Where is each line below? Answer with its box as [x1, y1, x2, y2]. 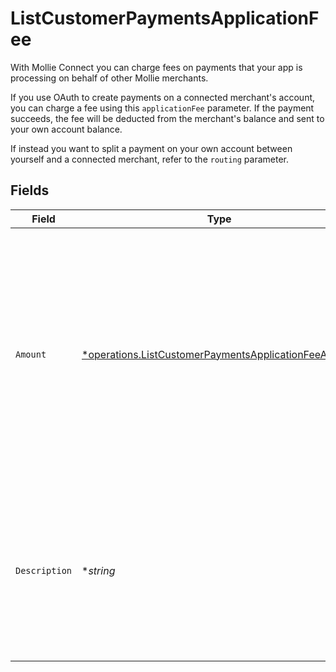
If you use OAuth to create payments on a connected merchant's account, [10, 91, 316, 103]
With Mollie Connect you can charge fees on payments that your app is [10, 61, 303, 73]
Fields [10, 182, 50, 199]
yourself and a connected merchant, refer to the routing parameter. [10, 153, 289, 165]
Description [15, 565, 73, 576]
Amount [15, 348, 47, 360]
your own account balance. [10, 123, 123, 135]
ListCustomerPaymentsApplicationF [10, 7, 320, 30]
